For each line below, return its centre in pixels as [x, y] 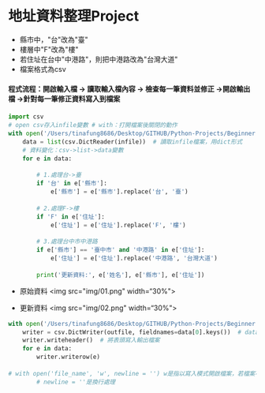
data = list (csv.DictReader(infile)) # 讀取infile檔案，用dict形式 [132, 142]
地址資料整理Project [74, 16]
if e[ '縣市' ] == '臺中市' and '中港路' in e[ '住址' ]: [121, 250]
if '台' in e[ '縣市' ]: [72, 183]
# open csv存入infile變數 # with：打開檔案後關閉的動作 [93, 125]
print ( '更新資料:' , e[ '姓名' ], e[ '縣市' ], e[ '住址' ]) [121, 275]
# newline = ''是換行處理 [76, 382]
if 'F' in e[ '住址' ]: [71, 217]
